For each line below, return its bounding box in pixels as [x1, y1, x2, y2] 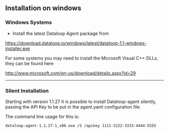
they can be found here [5, 60, 54, 66]
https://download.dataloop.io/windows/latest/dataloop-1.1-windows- [5, 40, 147, 46]
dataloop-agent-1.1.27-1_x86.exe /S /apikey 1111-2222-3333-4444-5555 [5, 123, 156, 128]
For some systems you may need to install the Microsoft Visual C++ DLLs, [5, 55, 158, 61]
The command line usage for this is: [5, 113, 79, 119]
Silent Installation [5, 87, 49, 94]
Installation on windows [5, 4, 81, 12]
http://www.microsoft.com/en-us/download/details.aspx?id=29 [5, 70, 136, 76]
